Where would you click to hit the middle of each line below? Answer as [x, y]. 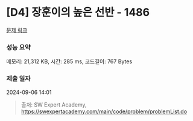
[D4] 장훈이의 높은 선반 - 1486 [78, 12]
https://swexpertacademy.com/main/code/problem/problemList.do [104, 111]
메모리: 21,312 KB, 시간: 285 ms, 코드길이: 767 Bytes [69, 61]
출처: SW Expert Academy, [54, 104]
